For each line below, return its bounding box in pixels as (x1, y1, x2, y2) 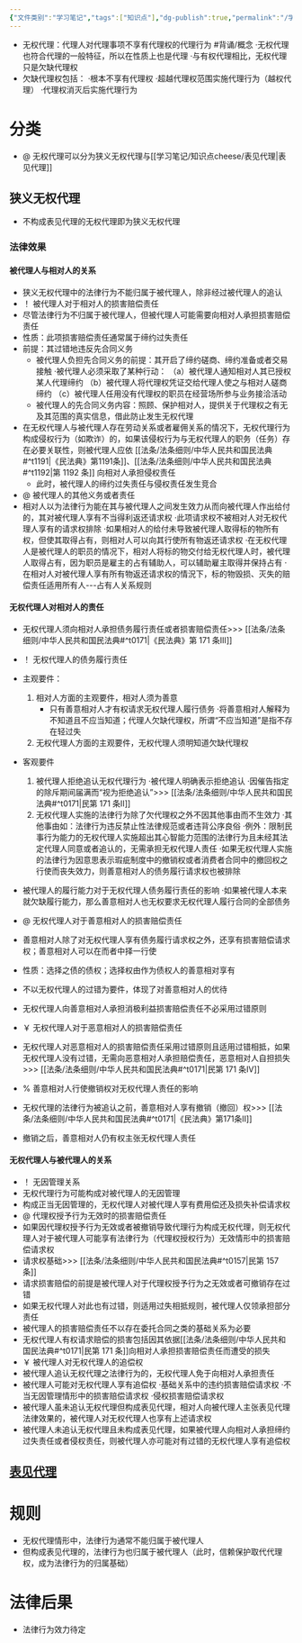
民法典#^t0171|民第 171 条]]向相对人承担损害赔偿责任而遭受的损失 (30, 1345, 271, 1356)
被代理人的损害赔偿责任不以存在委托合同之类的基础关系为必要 (22, 1322, 252, 1333)
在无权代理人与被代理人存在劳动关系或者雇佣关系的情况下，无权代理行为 (22, 422, 290, 432)
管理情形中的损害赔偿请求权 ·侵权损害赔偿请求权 (46, 1390, 225, 1401)
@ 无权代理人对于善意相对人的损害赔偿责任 (22, 915, 182, 926)
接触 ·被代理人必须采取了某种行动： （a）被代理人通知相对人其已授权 (35, 366, 292, 377)
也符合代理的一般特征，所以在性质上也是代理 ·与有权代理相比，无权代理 (22, 50, 288, 61)
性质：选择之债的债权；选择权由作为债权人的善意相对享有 (22, 965, 235, 976)
